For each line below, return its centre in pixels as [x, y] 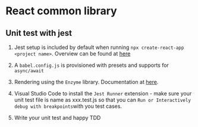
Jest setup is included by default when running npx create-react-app [99, 47]
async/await [29, 71]
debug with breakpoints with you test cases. [68, 106]
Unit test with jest [39, 33]
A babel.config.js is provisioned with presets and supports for [91, 65]
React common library [61, 11]
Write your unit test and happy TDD [57, 118]
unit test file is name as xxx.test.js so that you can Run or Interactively [103, 100]
